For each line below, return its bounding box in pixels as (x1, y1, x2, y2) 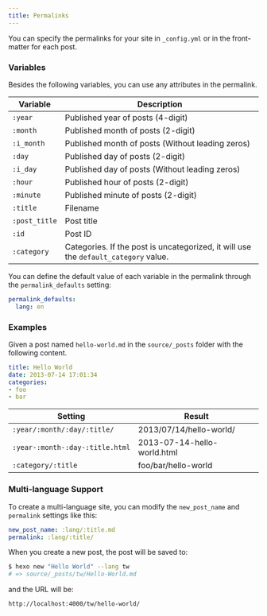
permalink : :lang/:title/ (8, 533, 94, 541)
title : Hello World (8, 363, 73, 371)
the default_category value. (64, 251, 169, 262)
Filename (64, 202, 99, 213)
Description (137, 99, 183, 110)
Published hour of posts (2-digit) (64, 176, 189, 188)
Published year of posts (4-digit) (64, 112, 188, 123)
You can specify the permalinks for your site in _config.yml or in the (8, 33, 230, 43)
